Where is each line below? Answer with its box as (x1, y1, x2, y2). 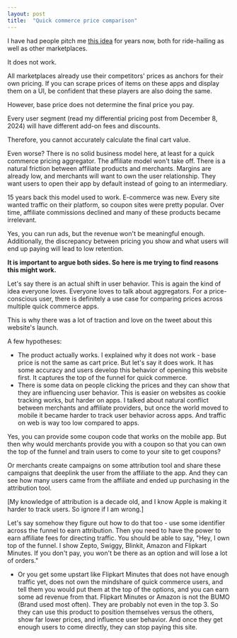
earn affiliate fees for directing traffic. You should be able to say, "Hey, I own (7, 533, 230, 542)
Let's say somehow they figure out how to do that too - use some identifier (7, 518, 225, 527)
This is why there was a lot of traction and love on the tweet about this (7, 315, 212, 324)
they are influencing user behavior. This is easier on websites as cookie (17, 388, 226, 397)
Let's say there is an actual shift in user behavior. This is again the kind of (7, 279, 221, 288)
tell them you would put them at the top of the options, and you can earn (17, 585, 229, 593)
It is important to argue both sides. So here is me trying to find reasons (7, 258, 219, 267)
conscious (7, 294, 37, 303)
